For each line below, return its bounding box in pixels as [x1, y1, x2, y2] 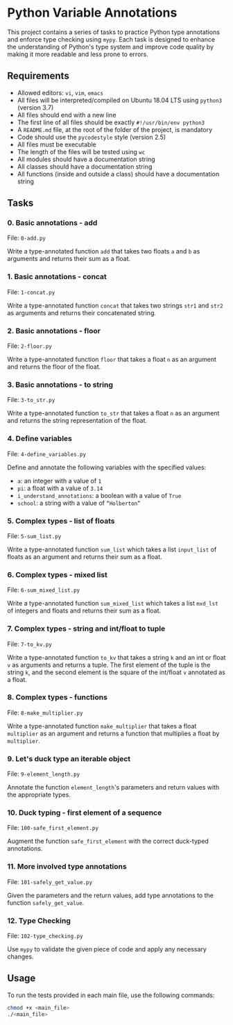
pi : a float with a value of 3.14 [17, 484, 103, 492]
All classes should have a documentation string [17, 162, 153, 171]
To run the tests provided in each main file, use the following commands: [7, 991, 215, 999]
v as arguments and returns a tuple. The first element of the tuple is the [7, 660, 211, 669]
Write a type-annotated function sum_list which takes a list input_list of [7, 545, 217, 553]
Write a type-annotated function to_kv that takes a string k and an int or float [7, 653, 226, 661]
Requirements [7, 70, 69, 82]
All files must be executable [17, 140, 96, 149]
